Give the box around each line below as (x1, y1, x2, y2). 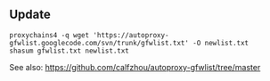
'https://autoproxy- (93, 30, 169, 39)
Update (9, 7, 52, 22)
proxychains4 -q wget (9, 30, 90, 39)
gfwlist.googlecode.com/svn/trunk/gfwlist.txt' (9, 38, 190, 47)
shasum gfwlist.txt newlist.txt (9, 46, 129, 55)
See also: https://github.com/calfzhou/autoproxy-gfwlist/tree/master (9, 61, 261, 72)
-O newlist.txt (192, 38, 250, 47)
